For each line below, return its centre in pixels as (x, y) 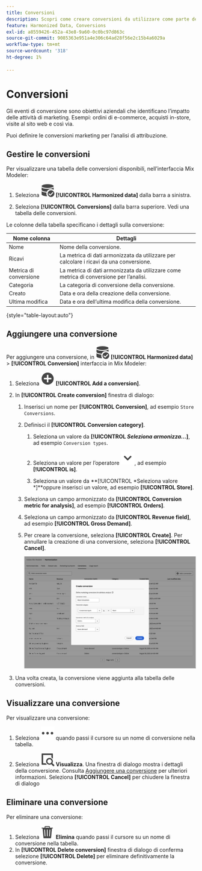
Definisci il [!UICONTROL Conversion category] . (84, 424)
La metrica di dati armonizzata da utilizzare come (120, 270)
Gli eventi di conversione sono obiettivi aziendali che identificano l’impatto (98, 111)
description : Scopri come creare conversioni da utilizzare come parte (98, 19)
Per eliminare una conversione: (44, 817)
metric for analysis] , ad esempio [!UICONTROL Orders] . (94, 505)
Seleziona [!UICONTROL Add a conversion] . (78, 383)
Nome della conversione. (90, 247)
